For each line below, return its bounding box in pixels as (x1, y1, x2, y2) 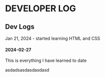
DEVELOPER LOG (5, 3, 76, 14)
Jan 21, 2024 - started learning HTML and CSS (5, 35, 101, 41)
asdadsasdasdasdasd (5, 67, 49, 73)
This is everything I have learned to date (5, 57, 87, 64)
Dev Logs (5, 23, 35, 31)
